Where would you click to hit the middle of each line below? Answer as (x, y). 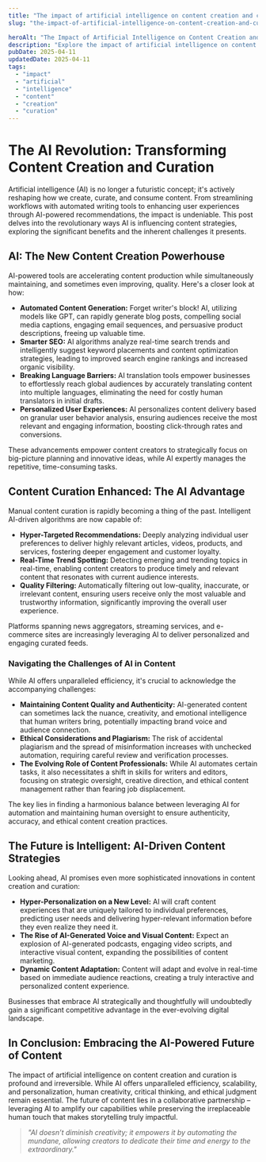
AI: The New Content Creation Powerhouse (117, 256)
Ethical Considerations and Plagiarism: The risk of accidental (121, 738)
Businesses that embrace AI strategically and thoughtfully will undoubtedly (130, 1001)
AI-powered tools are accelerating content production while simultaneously (131, 276)
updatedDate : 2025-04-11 (49, 60)
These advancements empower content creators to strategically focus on (128, 450)
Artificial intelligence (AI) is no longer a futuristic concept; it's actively (122, 189)
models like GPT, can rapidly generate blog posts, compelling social (130, 316)
